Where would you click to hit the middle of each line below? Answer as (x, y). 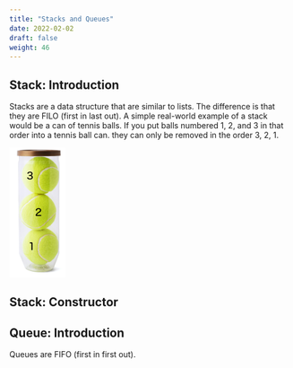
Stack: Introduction (64, 85)
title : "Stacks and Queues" (62, 19)
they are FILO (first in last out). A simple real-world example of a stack (138, 116)
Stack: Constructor (64, 302)
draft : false (34, 38)
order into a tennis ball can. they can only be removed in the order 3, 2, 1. (144, 136)
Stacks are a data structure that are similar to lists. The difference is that (142, 107)
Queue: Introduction (67, 333)
